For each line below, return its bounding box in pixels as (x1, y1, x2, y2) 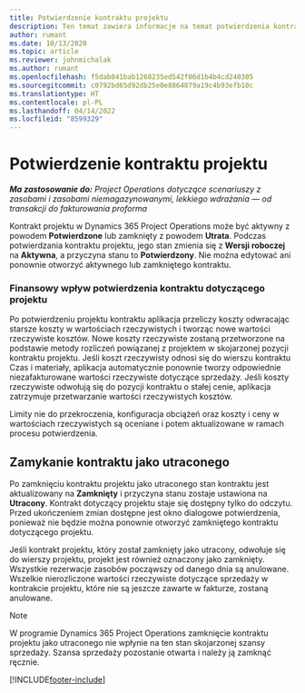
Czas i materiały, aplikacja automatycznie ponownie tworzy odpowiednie (9, 362, 281, 373)
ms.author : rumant (9, 64, 79, 74)
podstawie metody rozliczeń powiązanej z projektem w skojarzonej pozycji (9, 342, 289, 354)
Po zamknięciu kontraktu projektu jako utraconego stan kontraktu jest (9, 479, 270, 490)
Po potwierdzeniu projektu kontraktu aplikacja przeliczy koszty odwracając (9, 314, 290, 325)
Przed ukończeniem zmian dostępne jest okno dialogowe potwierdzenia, (9, 508, 280, 519)
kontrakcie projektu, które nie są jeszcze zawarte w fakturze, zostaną (9, 583, 269, 594)
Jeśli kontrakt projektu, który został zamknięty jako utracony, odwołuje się (9, 544, 286, 555)
